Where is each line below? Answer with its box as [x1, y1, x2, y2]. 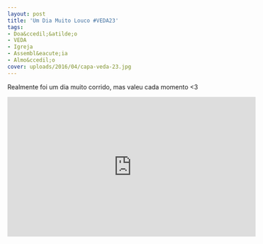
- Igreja [7, 43, 33, 50]
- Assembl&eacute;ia [7, 50, 69, 57]
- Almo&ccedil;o [7, 57, 55, 64]
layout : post [7, 10, 46, 18]
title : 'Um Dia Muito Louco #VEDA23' [7, 17, 119, 24]
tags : [7, 23, 23, 30]
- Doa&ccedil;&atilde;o [7, 30, 78, 38]
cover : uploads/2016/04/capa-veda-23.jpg [7, 63, 132, 70]
